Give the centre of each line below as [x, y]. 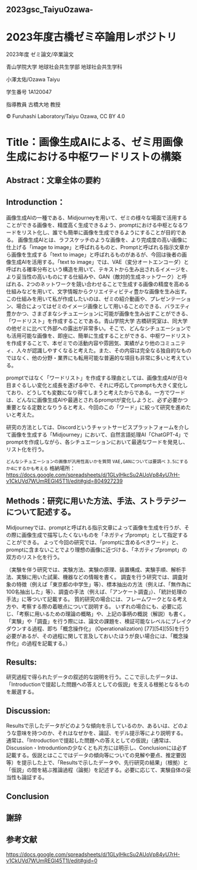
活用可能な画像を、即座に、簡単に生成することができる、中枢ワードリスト [101, 335]
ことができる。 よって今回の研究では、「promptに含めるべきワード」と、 [94, 542]
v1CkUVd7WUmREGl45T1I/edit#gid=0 [52, 861]
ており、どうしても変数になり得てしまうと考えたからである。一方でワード [96, 393]
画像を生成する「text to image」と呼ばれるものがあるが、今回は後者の [96, 254]
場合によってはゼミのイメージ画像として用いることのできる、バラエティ [103, 306]
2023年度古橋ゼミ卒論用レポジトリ [92, 37]
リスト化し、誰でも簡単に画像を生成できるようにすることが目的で [101, 232]
